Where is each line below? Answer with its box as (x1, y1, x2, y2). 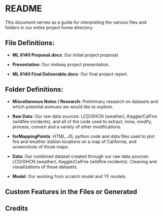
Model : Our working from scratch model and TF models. (12, 173, 127, 179)
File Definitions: (5, 39, 55, 47)
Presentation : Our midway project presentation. (12, 61, 110, 67)
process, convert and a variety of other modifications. (12, 124, 122, 130)
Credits (5, 204, 29, 213)
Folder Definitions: (5, 85, 64, 94)
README (5, 3, 42, 14)
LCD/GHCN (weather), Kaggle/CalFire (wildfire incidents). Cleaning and (12, 158, 157, 164)
